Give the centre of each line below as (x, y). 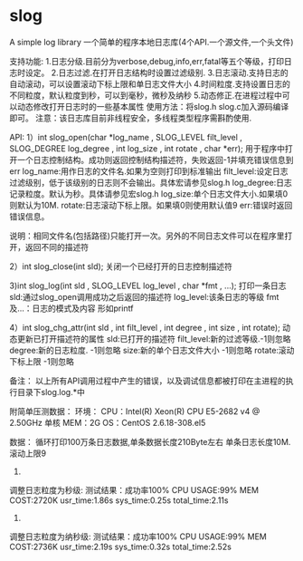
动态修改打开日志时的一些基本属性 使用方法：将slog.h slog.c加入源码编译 (153, 106)
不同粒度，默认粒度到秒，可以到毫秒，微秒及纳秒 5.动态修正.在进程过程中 (146, 95)
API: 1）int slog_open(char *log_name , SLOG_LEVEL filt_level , (126, 137)
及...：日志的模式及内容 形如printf (71, 308)
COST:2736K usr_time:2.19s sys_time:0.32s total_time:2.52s (121, 546)
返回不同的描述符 (57, 247)
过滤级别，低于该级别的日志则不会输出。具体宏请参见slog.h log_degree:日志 (151, 182)
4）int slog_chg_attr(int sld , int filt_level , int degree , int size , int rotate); (145, 327)
